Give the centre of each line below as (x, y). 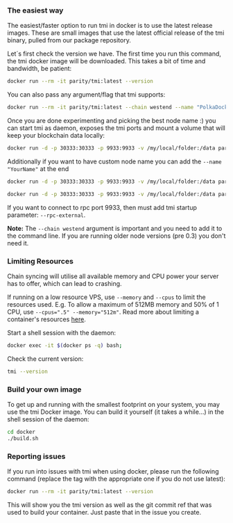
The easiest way (35, 10)
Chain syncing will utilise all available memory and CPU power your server (113, 276)
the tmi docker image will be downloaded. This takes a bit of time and (106, 61)
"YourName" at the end (38, 168)
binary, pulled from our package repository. (69, 40)
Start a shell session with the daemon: (62, 332)
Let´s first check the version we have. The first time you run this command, (114, 54)
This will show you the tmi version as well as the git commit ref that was (110, 505)
